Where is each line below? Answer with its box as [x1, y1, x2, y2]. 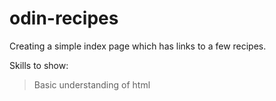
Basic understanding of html [33, 78, 151, 91]
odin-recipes [9, 7, 119, 30]
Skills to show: [9, 59, 69, 71]
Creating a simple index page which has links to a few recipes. [9, 40, 267, 52]
